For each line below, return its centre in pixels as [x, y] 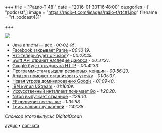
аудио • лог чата [22, 126]
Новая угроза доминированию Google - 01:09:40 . [63, 81]
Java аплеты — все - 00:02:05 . [44, 45]
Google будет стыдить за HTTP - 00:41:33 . [56, 66]
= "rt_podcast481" [23, 17]
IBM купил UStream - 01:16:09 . [43, 86]
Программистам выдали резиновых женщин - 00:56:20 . [71, 71]
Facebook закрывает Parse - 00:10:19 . [51, 50]
